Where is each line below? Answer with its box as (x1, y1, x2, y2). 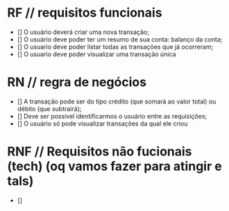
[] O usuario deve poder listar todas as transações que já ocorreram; (17, 42, 214, 51)
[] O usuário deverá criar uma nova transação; (17, 28, 149, 36)
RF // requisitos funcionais (7, 5, 162, 21)
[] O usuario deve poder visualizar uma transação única (17, 50, 176, 58)
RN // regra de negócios (7, 74, 147, 90)
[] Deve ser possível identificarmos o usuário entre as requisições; (17, 112, 207, 120)
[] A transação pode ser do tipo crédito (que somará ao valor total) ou (17, 97, 217, 105)
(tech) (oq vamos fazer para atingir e (7, 158, 222, 174)
